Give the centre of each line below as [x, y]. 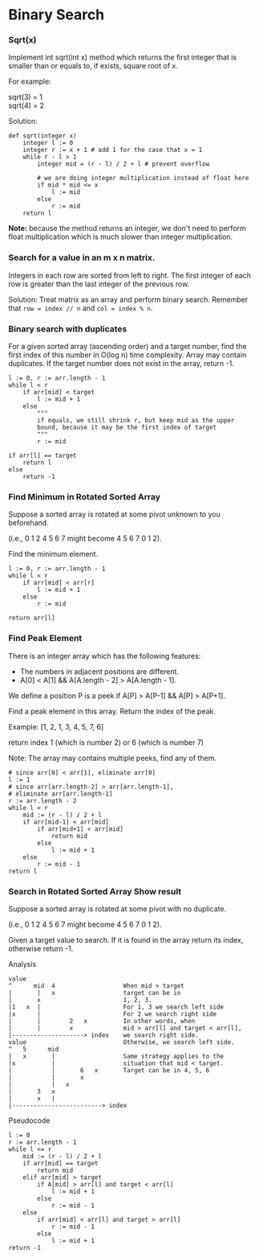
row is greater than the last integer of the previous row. [99, 284]
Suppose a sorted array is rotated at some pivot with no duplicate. [117, 909]
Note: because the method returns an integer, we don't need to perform [127, 228]
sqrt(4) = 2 [26, 105]
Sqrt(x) [22, 40]
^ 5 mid [34, 1049]
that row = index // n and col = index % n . [81, 308]
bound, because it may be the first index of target [127, 428]
